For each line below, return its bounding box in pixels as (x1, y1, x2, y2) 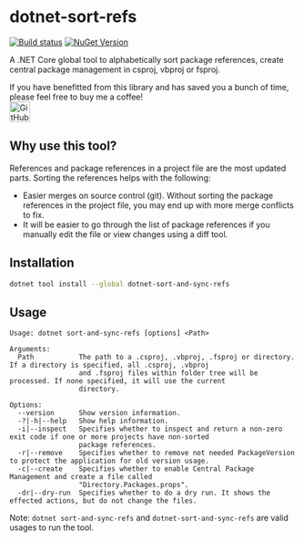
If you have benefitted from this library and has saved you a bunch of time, (9, 81, 289, 92)
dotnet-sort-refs (9, 6, 137, 27)
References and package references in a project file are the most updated (9, 162, 287, 173)
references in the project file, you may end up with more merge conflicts (22, 199, 294, 211)
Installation (9, 255, 75, 271)
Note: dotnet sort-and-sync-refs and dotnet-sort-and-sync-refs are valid (9, 513, 289, 524)
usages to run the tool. (9, 522, 94, 533)
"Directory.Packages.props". (78, 481, 189, 490)
